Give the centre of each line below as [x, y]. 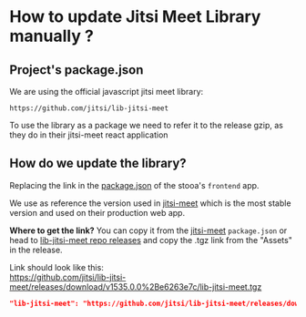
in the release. [36, 250]
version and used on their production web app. [97, 212]
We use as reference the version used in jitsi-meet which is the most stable [150, 203]
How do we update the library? [98, 164]
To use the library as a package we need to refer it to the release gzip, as [147, 125]
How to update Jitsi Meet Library [135, 17]
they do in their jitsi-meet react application [89, 135]
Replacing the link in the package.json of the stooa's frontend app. [134, 185]
